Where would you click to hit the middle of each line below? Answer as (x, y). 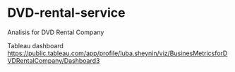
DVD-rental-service (66, 13)
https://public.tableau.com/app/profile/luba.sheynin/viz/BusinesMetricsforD (117, 53)
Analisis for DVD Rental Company (56, 32)
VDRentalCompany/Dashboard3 (54, 60)
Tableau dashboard (35, 45)
